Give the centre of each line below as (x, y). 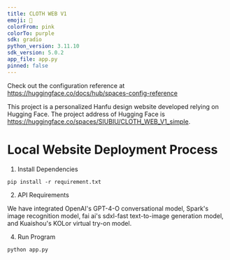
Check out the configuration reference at (66, 85)
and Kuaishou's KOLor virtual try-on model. (70, 223)
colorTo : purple (31, 33)
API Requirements (43, 195)
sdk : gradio (24, 40)
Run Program (36, 237)
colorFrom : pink (31, 27)
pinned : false (28, 66)
